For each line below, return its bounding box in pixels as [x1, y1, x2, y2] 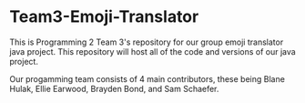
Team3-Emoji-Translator [9, 6, 199, 27]
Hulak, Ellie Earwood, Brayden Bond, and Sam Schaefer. [9, 83, 219, 94]
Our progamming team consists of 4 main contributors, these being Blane [9, 73, 285, 84]
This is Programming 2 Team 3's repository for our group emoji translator [9, 36, 284, 47]
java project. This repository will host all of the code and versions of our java [9, 46, 296, 57]
